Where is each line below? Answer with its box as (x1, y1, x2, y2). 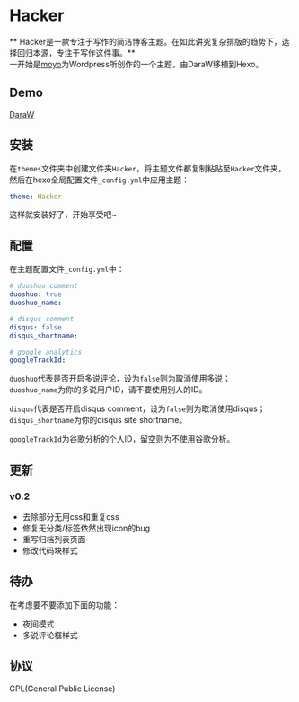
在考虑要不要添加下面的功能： (9, 599, 119, 610)
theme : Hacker (9, 192, 63, 201)
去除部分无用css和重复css (22, 511, 119, 522)
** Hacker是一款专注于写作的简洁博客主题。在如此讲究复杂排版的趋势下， (9, 36, 283, 47)
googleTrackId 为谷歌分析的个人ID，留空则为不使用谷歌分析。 (9, 434, 235, 444)
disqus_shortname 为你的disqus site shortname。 (9, 415, 188, 426)
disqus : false (9, 322, 63, 332)
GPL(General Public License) (9, 683, 116, 694)
